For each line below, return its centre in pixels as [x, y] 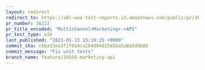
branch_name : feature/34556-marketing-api [61, 57]
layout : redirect [28, 12]
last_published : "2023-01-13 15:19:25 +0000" [65, 40]
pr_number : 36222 [28, 23]
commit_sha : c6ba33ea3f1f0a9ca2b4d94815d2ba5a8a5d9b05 [77, 46]
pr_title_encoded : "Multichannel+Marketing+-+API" [72, 29]
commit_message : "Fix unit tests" [50, 52]
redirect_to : [22, 18]
